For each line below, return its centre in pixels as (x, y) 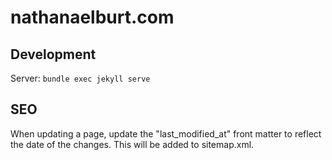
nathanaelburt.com (92, 17)
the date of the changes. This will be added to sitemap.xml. (132, 144)
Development (53, 54)
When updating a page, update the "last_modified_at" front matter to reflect (166, 133)
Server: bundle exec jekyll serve (80, 78)
